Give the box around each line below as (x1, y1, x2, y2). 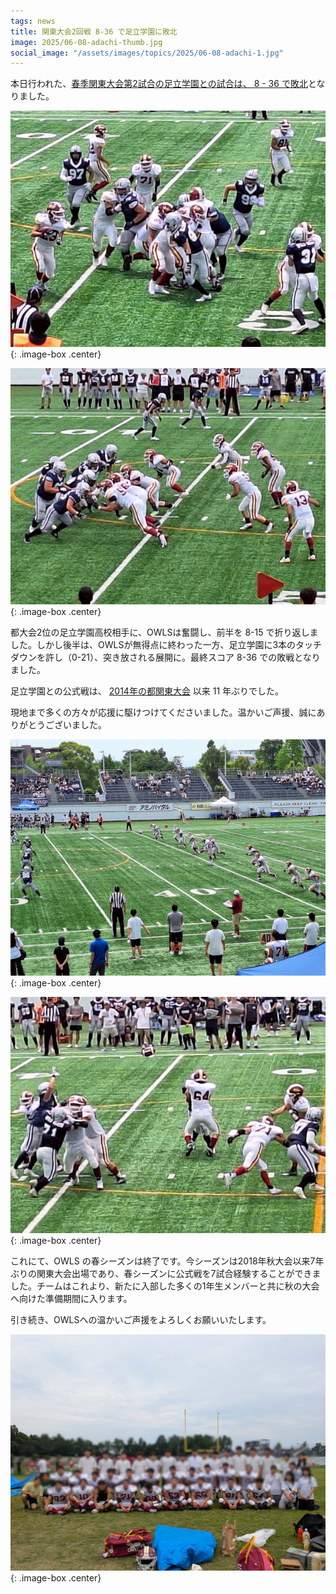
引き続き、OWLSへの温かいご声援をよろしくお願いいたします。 (10, 1314, 272, 1326)
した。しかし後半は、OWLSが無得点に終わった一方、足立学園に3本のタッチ (10, 639, 323, 651)
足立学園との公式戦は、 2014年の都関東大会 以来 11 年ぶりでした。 (10, 685, 285, 697)
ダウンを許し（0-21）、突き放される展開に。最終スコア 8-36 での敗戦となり (10, 651, 321, 664)
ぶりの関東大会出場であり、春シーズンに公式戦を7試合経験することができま (10, 1268, 322, 1280)
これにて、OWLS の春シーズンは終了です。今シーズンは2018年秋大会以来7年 (10, 1255, 325, 1267)
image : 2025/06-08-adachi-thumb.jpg (10, 37, 163, 47)
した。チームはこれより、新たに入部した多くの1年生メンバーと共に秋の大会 (10, 1280, 320, 1292)
